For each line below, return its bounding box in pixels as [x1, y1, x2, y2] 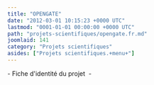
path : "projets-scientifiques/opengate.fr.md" [7, 30, 148, 38]
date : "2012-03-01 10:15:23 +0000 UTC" [7, 17, 126, 24]
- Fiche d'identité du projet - [7, 69, 92, 78]
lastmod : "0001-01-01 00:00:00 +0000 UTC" [7, 23, 135, 30]
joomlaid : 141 [7, 37, 50, 44]
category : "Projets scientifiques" [7, 43, 113, 50]
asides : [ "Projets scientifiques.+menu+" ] [7, 50, 135, 57]
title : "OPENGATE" [7, 10, 62, 18]
